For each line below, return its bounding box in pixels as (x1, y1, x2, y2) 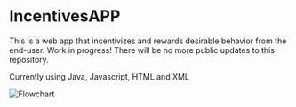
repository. (9, 54, 49, 65)
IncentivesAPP (9, 6, 121, 27)
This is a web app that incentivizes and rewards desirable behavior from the (9, 35, 287, 46)
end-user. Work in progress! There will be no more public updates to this (9, 44, 276, 55)
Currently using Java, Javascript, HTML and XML (9, 71, 189, 81)
